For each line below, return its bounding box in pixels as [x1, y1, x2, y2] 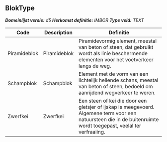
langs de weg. [79, 62, 111, 69]
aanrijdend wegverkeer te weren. [79, 89, 156, 96]
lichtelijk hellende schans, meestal [79, 77, 159, 84]
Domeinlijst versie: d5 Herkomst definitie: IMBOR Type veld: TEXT [5, 17, 144, 23]
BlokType [5, 4, 35, 12]
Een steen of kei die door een [79, 97, 147, 104]
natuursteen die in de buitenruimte [79, 116, 159, 123]
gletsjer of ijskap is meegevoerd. [79, 103, 155, 110]
